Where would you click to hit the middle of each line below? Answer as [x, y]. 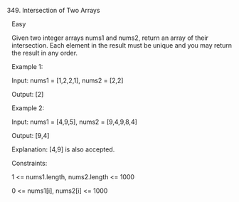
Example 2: [28, 108]
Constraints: [30, 163]
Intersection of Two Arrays [61, 10]
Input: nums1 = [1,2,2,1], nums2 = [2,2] [68, 80]
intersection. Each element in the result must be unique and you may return [122, 45]
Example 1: [27, 67]
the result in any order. [44, 53]
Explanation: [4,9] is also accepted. [63, 149]
